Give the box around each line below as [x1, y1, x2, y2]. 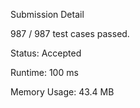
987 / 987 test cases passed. [10, 28, 130, 39]
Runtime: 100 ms [10, 67, 79, 78]
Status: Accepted [10, 47, 82, 59]
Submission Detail [10, 9, 85, 20]
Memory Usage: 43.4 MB [10, 86, 115, 98]
